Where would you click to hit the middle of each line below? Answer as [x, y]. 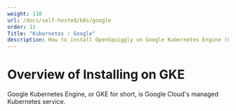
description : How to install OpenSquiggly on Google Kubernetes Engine [114, 40]
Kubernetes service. [37, 102]
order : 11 [22, 27]
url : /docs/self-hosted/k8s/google [59, 20]
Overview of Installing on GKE [96, 75]
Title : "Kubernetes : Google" [52, 33]
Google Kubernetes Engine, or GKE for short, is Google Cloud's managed [113, 94]
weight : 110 [25, 14]
